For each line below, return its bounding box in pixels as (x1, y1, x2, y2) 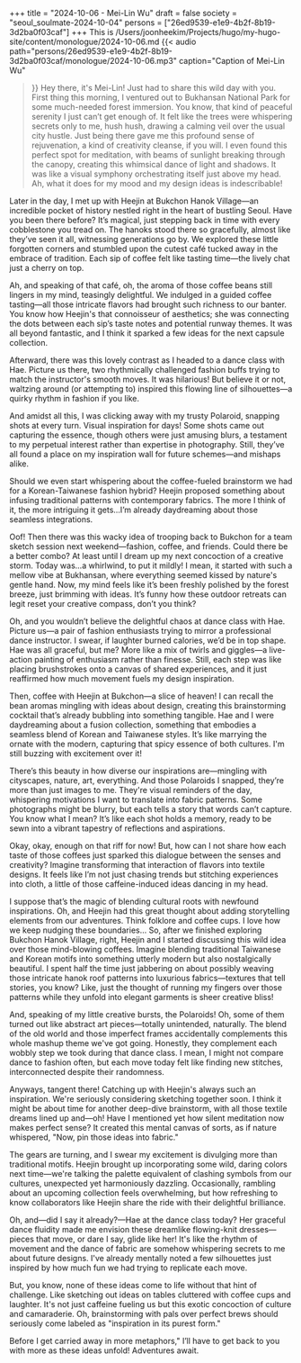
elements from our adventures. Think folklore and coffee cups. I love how (9, 916, 281, 925)
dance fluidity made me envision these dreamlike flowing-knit (9, 1224, 238, 1234)
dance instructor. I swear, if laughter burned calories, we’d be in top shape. (9, 635, 287, 645)
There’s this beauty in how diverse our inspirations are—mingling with (9, 765, 268, 776)
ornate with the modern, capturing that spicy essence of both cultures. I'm (9, 738, 285, 749)
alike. (9, 458, 30, 469)
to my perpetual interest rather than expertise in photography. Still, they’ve (9, 439, 285, 449)
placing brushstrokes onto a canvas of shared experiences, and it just (9, 663, 268, 674)
